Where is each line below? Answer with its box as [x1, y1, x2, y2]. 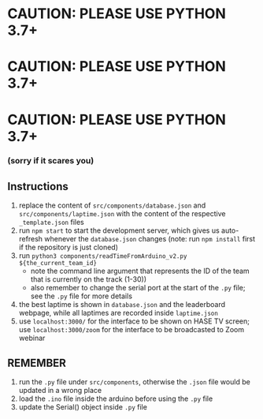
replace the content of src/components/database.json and [18, 200, 206, 210]
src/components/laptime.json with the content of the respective [18, 209, 226, 219]
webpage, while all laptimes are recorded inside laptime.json [18, 309, 218, 318]
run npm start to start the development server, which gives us [18, 226, 220, 235]
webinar [18, 333, 46, 343]
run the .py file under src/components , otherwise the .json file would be [18, 377, 251, 387]
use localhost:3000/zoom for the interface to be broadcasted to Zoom [18, 325, 245, 335]
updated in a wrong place [18, 386, 102, 395]
